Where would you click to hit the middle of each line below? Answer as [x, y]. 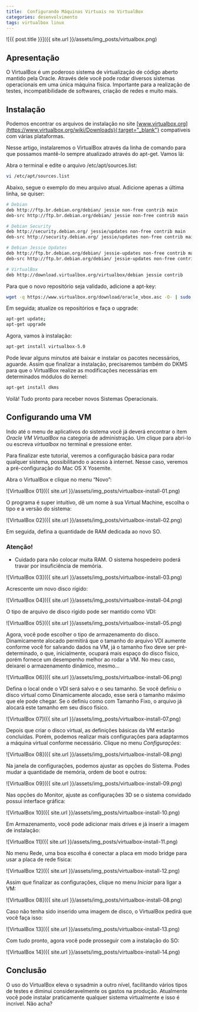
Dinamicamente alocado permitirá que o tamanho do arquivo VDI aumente [96, 640]
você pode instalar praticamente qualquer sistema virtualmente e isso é [93, 997]
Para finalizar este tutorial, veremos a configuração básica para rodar [90, 456]
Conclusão [27, 970]
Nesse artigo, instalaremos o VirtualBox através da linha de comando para [96, 148]
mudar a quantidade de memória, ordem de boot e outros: [77, 772]
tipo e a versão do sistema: [39, 509]
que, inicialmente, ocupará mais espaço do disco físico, [112, 653]
